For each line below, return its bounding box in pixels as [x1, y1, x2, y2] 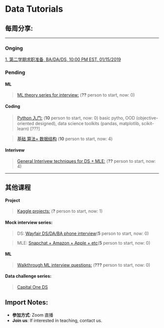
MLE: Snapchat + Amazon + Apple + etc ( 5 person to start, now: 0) [17, 240, 150, 246]
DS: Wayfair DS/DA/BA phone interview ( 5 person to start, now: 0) [17, 230, 149, 236]
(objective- [136, 115, 159, 121]
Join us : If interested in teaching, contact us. [12, 317, 102, 323]
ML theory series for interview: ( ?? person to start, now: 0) [17, 92, 135, 98]
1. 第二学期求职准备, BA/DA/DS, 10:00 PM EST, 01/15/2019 [5, 56, 121, 62]
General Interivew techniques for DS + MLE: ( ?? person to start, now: [17, 158, 156, 164]
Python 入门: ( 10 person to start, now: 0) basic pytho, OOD [17, 115, 135, 121]
